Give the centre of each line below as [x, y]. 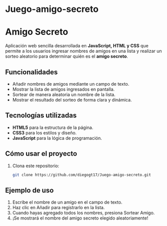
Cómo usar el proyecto [41, 154]
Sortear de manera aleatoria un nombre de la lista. [64, 94]
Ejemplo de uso [29, 190]
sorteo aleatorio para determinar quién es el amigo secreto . [67, 56]
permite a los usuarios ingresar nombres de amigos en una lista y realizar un [83, 51]
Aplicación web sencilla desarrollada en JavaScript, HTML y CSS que [77, 46]
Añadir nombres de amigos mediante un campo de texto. [71, 84]
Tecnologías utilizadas [41, 115]
